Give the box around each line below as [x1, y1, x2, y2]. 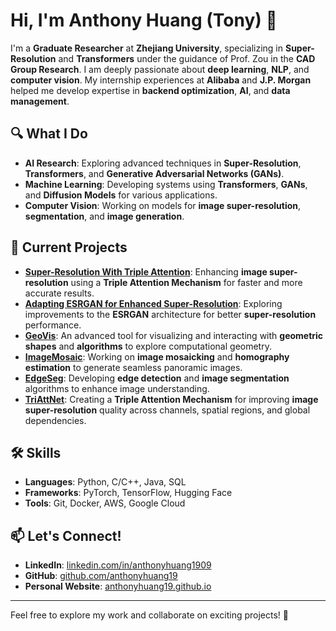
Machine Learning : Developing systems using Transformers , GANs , [24, 178, 308, 190]
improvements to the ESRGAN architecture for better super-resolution [24, 308, 317, 320]
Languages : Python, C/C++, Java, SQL [24, 476, 187, 488]
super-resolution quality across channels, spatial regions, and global [24, 404, 311, 416]
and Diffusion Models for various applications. [24, 189, 218, 201]
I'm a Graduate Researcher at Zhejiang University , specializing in [10, 42, 284, 54]
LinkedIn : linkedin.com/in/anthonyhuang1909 [24, 559, 212, 571]
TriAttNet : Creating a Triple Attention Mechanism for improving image [24, 393, 319, 405]
